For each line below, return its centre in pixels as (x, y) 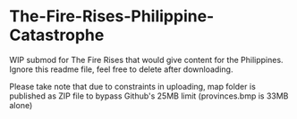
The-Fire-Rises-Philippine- (112, 16)
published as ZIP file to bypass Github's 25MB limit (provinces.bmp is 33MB (149, 96)
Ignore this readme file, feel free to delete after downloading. (121, 69)
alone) (21, 105)
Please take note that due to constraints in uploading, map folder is (133, 86)
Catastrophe (57, 35)
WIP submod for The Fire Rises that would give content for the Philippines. (146, 59)
